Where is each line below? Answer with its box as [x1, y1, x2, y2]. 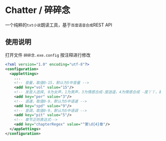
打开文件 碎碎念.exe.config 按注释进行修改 [5, 52, 91, 58]
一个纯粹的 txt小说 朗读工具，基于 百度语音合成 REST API [5, 22, 113, 28]
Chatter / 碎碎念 [5, 4, 71, 16]
